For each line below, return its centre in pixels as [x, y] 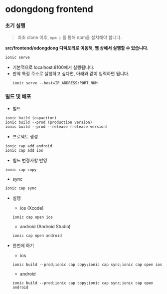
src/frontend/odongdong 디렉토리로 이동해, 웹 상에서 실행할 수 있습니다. [77, 48]
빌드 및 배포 [18, 97]
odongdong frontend [49, 9]
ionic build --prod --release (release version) [57, 127]
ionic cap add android [29, 146]
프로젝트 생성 [25, 136]
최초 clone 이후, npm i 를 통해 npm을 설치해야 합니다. [70, 37]
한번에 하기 [23, 245]
